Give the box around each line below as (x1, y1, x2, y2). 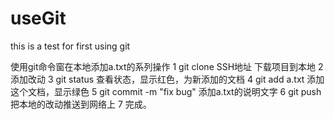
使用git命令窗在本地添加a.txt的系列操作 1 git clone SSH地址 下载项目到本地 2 (10, 60, 324, 72)
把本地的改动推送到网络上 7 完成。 (10, 98, 152, 110)
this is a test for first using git (10, 40, 131, 52)
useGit (10, 7, 67, 30)
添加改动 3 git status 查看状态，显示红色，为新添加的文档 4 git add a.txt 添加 (10, 73, 325, 85)
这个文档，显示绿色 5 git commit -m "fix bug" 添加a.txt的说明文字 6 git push (10, 85, 322, 97)
